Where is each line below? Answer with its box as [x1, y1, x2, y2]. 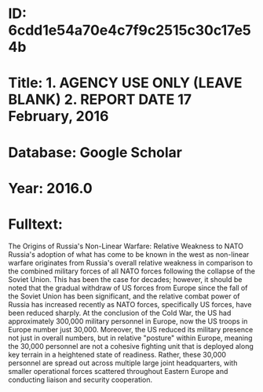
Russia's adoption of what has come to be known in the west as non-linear [8, 249, 250, 259]
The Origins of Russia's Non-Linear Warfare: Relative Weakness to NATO [8, 241, 243, 251]
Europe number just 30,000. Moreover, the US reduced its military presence [8, 324, 254, 334]
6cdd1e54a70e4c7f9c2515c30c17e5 [8, 21, 251, 39]
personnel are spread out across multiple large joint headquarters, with [8, 358, 238, 368]
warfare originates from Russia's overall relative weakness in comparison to [8, 258, 254, 267]
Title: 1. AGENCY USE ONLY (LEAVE [8, 74, 243, 92]
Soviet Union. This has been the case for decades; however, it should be [8, 274, 243, 284]
